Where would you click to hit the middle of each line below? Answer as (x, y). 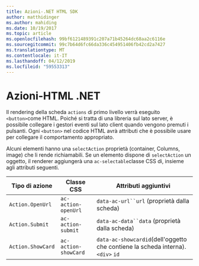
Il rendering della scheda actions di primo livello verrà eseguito (83, 112)
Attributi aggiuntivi (143, 186)
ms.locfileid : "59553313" (38, 66)
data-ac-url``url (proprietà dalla (143, 201)
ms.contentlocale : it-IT (37, 56)
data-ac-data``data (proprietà (139, 221)
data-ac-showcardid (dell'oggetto (142, 239)
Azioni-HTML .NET (53, 96)
